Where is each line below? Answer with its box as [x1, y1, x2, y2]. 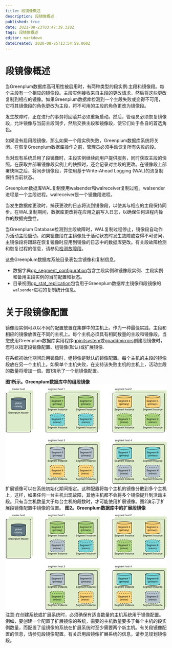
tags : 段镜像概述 [5, 30, 38, 36]
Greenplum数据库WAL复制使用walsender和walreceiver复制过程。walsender [5, 185, 165, 191]
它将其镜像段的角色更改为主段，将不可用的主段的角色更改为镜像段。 [5, 102, 149, 109]
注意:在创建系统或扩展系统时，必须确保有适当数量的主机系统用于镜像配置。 [5, 611, 164, 618]
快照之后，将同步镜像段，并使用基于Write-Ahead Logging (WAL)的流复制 [9, 167, 164, 173]
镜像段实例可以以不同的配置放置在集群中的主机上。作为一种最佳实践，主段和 [5, 324, 167, 330]
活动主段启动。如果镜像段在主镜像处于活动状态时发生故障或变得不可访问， [9, 232, 167, 239]
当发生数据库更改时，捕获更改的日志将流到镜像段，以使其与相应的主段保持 [5, 202, 162, 208]
